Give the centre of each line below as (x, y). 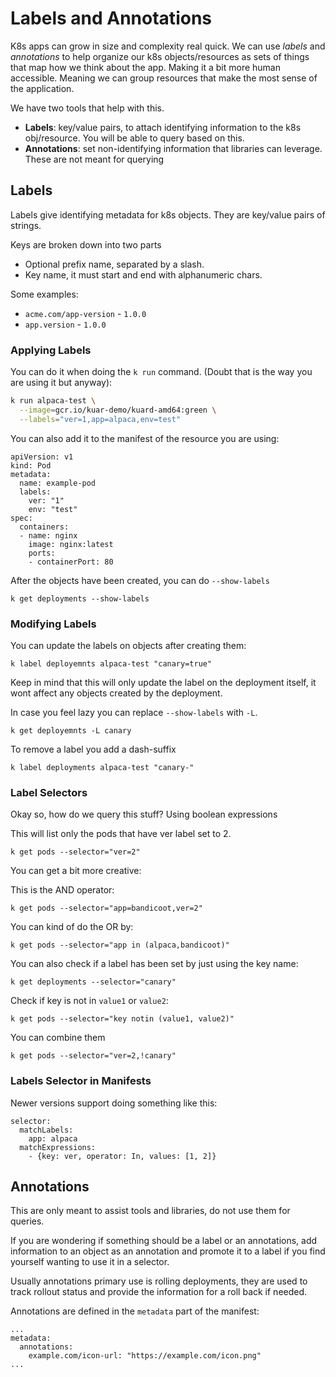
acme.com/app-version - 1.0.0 (85, 313)
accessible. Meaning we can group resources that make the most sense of (164, 78)
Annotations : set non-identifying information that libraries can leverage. (173, 148)
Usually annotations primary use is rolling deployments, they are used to (159, 1281)
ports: (42, 553)
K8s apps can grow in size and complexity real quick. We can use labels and (168, 46)
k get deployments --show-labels (80, 598)
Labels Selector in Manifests (81, 1081)
